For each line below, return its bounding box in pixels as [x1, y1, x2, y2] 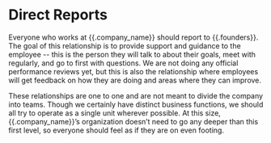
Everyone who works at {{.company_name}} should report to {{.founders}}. [8, 32, 259, 42]
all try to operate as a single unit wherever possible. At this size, [8, 107, 221, 118]
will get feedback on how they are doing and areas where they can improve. [8, 75, 261, 85]
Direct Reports [8, 6, 108, 24]
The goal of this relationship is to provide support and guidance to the [8, 40, 241, 50]
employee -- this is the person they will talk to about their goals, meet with [8, 49, 256, 59]
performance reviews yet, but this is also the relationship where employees [8, 66, 259, 76]
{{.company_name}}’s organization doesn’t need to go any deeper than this [8, 116, 259, 126]
